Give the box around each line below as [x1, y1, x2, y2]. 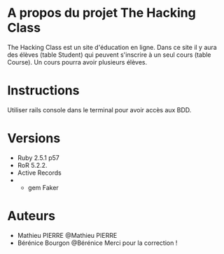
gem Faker [27, 183, 59, 192]
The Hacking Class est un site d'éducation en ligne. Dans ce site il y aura [7, 43, 217, 51]
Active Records [17, 168, 62, 177]
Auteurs [7, 208, 56, 224]
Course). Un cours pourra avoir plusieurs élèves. [7, 58, 148, 66]
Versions [7, 131, 61, 147]
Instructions [7, 83, 80, 99]
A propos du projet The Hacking [7, 5, 196, 21]
